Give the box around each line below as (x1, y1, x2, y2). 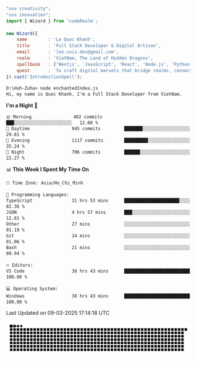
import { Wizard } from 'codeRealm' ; (6, 18, 98, 24)
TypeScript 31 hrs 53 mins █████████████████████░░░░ (6, 198, 191, 204)
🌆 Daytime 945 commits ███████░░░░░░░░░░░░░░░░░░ (6, 126, 191, 132)
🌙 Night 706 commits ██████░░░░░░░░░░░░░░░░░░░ (6, 149, 191, 155)
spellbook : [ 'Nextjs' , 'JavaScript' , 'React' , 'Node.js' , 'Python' (16, 61, 193, 67)
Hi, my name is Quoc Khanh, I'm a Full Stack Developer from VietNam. (6, 91, 182, 98)
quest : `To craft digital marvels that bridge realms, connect (16, 68, 193, 73)
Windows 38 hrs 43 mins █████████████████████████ (6, 293, 191, 299)
